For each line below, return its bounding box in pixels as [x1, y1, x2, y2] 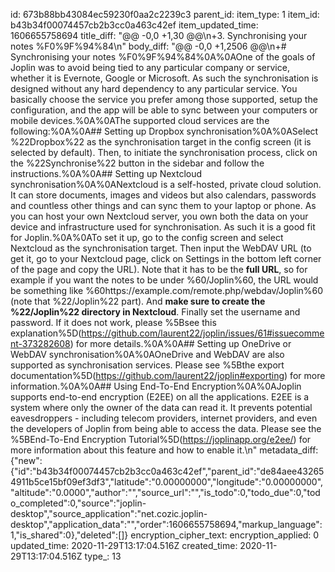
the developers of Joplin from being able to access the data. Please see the [10, 423, 322, 434]
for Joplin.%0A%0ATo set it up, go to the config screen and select [10, 232, 284, 243]
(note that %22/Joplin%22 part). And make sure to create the [10, 295, 266, 307]
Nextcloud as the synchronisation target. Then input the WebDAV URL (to [10, 242, 312, 254]
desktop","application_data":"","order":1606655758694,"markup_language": [10, 519, 323, 530]
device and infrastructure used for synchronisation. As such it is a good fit [10, 221, 316, 233]
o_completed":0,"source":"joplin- [10, 497, 147, 509]
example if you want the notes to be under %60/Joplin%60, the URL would [10, 274, 319, 286]
